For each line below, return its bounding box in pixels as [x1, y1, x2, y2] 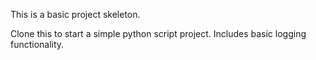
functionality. [10, 39, 65, 50]
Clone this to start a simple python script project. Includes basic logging [10, 28, 307, 39]
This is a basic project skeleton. [10, 9, 141, 20]
